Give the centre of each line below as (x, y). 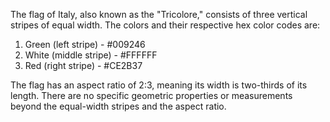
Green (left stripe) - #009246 (85, 44)
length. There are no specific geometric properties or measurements (151, 95)
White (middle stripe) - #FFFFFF (91, 55)
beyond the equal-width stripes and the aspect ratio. (118, 106)
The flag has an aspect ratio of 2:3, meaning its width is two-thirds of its (159, 85)
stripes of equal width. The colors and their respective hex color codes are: (165, 25)
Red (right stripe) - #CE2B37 (83, 65)
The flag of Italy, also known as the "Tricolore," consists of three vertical (159, 14)
